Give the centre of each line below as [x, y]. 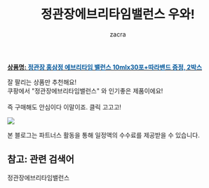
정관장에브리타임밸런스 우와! [118, 14]
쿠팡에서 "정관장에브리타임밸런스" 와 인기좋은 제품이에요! [85, 90]
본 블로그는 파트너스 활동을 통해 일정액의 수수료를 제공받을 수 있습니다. [103, 135]
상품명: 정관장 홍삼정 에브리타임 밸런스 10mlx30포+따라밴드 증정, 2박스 [104, 67]
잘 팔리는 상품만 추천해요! [42, 82]
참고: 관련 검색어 [41, 160]
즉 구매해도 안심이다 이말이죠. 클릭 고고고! [64, 107]
